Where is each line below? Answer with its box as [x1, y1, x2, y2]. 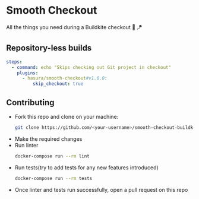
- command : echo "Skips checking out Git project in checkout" [11, 64, 171, 70]
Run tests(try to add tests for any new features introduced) [14, 164, 159, 171]
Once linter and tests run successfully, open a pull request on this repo [14, 186, 188, 193]
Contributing [6, 97, 55, 108]
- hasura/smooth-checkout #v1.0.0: [21, 75, 108, 81]
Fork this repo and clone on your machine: [14, 113, 119, 120]
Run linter [14, 141, 39, 149]
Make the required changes [14, 135, 83, 143]
